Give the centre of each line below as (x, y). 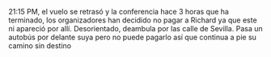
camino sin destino (40, 46)
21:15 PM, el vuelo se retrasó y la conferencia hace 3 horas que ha (119, 12)
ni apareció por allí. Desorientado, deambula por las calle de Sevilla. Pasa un (135, 28)
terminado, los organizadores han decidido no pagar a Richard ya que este (133, 20)
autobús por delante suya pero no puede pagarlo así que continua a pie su (133, 37)
